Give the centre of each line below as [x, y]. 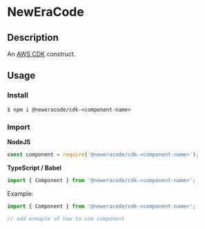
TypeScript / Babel [35, 168]
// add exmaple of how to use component [66, 219]
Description [33, 38]
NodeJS [19, 141]
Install [18, 95]
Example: [20, 193]
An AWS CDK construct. [41, 54]
